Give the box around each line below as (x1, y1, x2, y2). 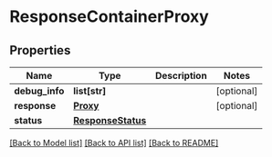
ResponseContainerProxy (9, 6, 210, 27)
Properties (9, 43, 71, 58)
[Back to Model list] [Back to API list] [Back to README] (9, 138, 219, 148)
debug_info (14, 84, 65, 97)
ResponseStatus (72, 114, 147, 126)
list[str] (72, 84, 107, 97)
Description (154, 70, 207, 82)
